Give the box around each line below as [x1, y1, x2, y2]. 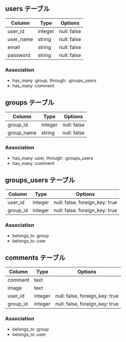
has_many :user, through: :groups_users [12, 155, 93, 161]
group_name [7, 129, 37, 136]
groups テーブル [5, 98, 54, 106]
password [7, 52, 30, 58]
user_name [7, 36, 33, 43]
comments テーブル [5, 253, 66, 262]
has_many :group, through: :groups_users [12, 78, 97, 83]
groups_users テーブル [5, 176, 75, 184]
